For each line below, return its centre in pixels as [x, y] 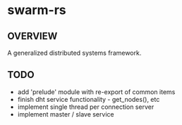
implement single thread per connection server [86, 107]
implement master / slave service [66, 114]
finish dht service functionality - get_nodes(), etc [89, 99]
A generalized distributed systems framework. [74, 53]
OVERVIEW [32, 36]
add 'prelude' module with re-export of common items [96, 92]
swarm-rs [37, 10]
